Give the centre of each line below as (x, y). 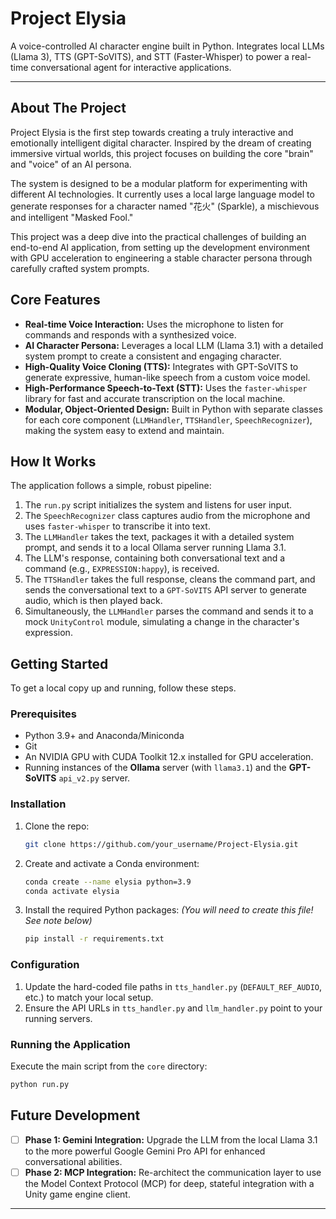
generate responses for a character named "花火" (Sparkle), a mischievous (165, 206)
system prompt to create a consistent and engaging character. (153, 356)
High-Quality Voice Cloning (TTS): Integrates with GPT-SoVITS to (161, 366)
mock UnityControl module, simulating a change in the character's (162, 622)
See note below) (58, 921)
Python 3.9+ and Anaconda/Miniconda (104, 736)
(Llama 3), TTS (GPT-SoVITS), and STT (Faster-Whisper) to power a (150, 56)
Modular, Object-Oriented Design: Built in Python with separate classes (173, 409)
